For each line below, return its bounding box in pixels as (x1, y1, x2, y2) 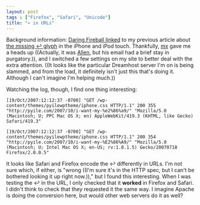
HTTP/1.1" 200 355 (110, 103, 156, 109)
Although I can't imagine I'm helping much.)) (6, 74, 115, 81)
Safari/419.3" (6, 118, 42, 124)
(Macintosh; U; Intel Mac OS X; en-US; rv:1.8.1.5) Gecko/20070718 (6, 145, 178, 151)
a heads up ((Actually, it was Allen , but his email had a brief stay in (6, 49, 170, 56)
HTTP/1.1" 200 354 (110, 134, 156, 140)
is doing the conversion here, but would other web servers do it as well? (6, 192, 183, 199)
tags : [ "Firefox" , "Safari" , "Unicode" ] (6, 14, 111, 20)
